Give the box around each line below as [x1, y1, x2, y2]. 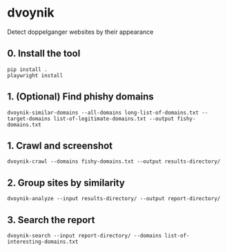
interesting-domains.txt [7, 238, 79, 245]
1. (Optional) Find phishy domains [7, 91, 154, 103]
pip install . [7, 66, 48, 73]
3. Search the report [7, 214, 95, 226]
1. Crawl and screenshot [7, 139, 113, 151]
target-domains [7, 115, 51, 122]
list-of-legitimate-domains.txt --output [53, 115, 175, 122]
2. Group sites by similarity [7, 177, 126, 188]
